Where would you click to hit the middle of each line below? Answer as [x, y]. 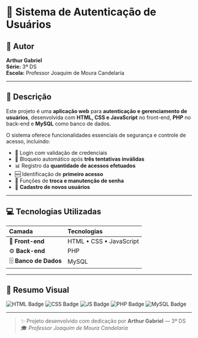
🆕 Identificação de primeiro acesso [59, 174]
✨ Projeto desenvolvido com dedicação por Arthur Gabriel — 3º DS [103, 321]
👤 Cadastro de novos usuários [52, 187]
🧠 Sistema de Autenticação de [81, 12]
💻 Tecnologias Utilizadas [54, 212]
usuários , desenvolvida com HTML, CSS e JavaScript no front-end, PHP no [99, 117]
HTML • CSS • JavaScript [103, 241]
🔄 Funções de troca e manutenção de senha [69, 180]
